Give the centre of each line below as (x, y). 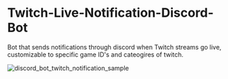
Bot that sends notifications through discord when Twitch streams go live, (114, 47)
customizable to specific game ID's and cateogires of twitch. (95, 55)
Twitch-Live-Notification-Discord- (110, 13)
